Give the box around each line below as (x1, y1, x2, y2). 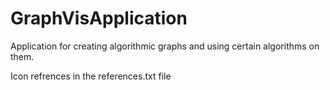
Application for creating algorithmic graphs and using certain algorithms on (10, 40, 320, 52)
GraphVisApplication (10, 7, 188, 30)
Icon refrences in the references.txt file (10, 70, 172, 82)
